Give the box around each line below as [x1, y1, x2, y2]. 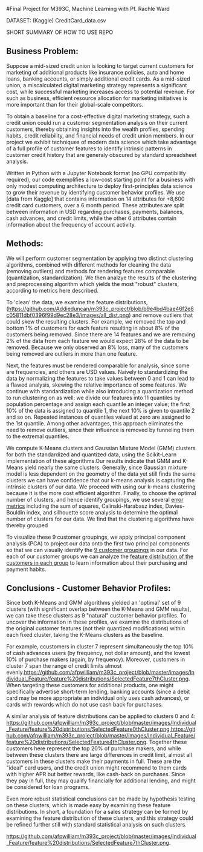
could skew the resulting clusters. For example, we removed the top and [6, 318, 186, 325]
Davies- [165, 502, 185, 510]
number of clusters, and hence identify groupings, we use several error [6, 496, 184, 503]
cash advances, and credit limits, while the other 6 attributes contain [6, 215, 177, 222]
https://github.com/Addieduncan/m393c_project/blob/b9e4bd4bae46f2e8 [8, 305, 195, 312]
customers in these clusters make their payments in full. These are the [6, 757, 181, 765]
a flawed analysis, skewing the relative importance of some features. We [6, 381, 187, 388]
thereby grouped [6, 521, 48, 529]
